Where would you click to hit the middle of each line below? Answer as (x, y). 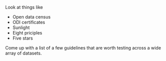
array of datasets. (23, 53)
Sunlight (21, 27)
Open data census (31, 17)
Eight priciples (27, 33)
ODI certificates (29, 22)
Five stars (23, 38)
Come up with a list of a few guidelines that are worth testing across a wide (83, 48)
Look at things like (24, 7)
